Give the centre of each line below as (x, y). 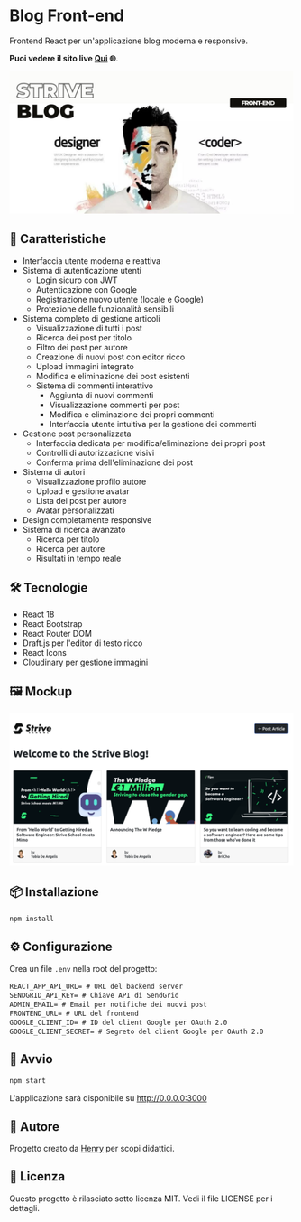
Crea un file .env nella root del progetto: (83, 968)
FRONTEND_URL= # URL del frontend (74, 1013)
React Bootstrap (52, 623)
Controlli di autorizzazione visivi (95, 452)
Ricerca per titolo (68, 539)
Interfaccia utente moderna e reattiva (91, 261)
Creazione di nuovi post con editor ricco (110, 357)
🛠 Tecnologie (49, 588)
